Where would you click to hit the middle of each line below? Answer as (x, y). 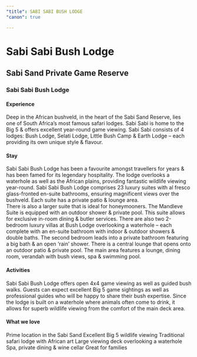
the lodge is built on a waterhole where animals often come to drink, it (91, 302)
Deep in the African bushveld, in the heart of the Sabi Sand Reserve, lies (94, 117)
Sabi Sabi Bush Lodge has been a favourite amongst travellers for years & (95, 169)
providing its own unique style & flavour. (55, 142)
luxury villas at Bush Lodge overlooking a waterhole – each (101, 225)
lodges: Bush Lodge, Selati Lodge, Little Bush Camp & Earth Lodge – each (96, 136)
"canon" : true (24, 17)
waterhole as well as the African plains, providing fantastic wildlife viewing (96, 181)
